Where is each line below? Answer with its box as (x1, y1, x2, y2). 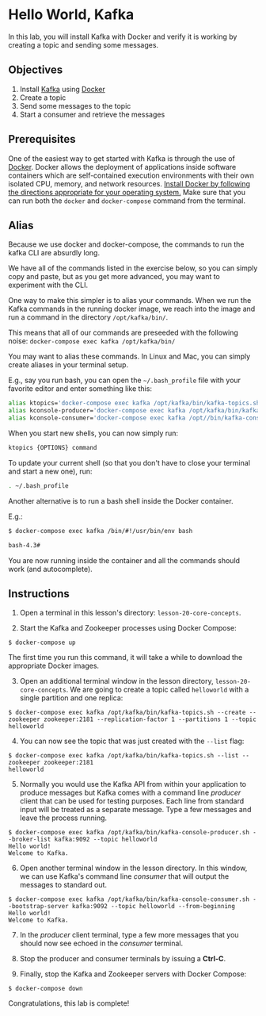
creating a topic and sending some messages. (8, 40, 159, 49)
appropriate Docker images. (8, 661, 100, 671)
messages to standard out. (19, 880, 108, 890)
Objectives (8, 63, 63, 77)
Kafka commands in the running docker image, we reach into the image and (8, 304, 256, 314)
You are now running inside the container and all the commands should (8, 555, 240, 565)
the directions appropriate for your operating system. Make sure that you (8, 187, 245, 197)
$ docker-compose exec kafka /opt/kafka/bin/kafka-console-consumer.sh (8, 895, 249, 903)
